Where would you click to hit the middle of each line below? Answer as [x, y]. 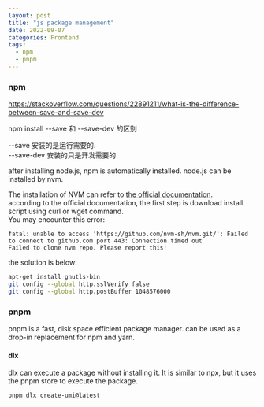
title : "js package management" [61, 23]
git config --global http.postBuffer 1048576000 [89, 291]
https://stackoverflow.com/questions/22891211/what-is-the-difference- [124, 104]
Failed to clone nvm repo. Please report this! [88, 248]
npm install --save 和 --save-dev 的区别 [73, 129]
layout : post [30, 15]
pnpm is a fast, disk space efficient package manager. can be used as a [125, 329]
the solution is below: [43, 263]
